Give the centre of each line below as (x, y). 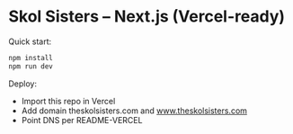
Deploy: (23, 84)
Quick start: (30, 41)
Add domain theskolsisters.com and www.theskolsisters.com (134, 111)
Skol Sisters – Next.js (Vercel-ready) (146, 17)
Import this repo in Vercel (68, 101)
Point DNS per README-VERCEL (82, 120)
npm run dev (31, 66)
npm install (31, 58)
